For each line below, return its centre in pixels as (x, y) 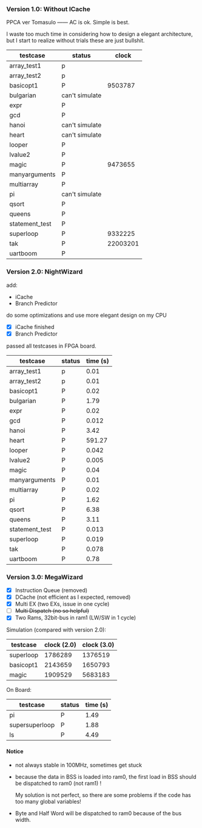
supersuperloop (32, 725)
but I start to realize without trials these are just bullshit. (76, 41)
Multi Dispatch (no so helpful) (52, 611)
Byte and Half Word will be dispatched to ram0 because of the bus (98, 813)
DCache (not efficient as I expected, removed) (73, 597)
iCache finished (35, 326)
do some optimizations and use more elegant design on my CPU (86, 315)
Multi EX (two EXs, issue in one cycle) (62, 604)
